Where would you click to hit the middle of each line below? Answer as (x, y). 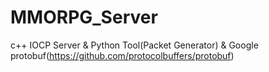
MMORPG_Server (84, 17)
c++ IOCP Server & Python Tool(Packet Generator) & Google (134, 45)
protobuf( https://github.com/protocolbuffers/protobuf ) (122, 55)
